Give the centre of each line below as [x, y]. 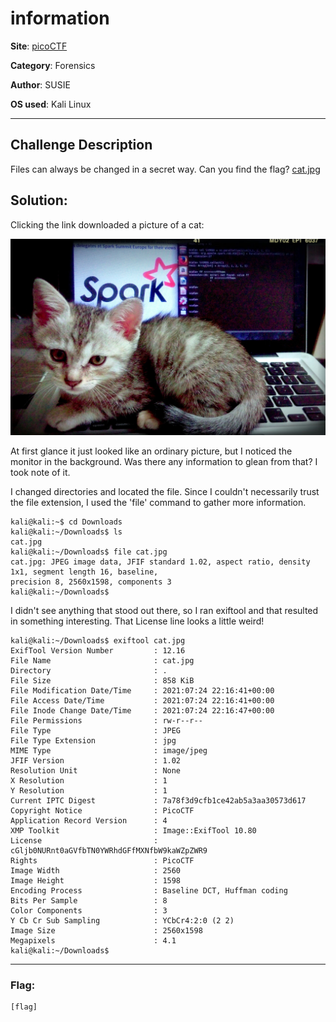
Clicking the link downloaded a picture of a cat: [107, 224]
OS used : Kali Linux [51, 104]
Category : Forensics [53, 65]
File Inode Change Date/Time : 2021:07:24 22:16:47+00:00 [142, 711]
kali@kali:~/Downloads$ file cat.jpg [89, 552]
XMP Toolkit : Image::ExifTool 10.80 [133, 831]
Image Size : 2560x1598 [106, 931]
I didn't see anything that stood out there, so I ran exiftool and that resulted [164, 611]
